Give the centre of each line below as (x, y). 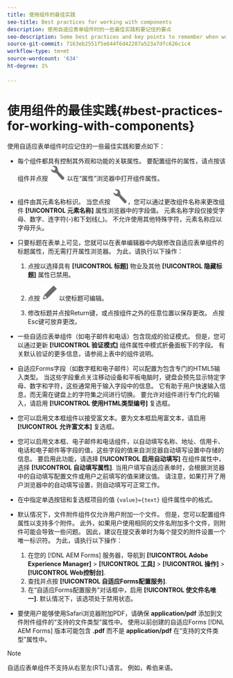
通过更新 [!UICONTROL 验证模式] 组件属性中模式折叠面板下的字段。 (120, 345)
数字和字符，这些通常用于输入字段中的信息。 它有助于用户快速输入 (124, 386)
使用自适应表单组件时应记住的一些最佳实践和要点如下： (86, 146)
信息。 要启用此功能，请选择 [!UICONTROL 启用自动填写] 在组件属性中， (121, 458)
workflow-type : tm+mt (38, 51)
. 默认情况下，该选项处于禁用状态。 (86, 598)
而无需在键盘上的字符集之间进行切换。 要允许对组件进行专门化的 (121, 394)
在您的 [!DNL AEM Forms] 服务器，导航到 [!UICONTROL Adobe (118, 555)
